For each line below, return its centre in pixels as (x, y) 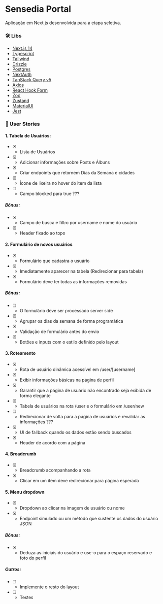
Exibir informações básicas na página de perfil (67, 380)
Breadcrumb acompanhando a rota (55, 470)
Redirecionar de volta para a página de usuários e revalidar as (82, 416)
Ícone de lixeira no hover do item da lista (61, 183)
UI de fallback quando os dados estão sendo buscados (76, 432)
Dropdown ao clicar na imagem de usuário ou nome (72, 508)
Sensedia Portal (38, 9)
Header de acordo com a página (52, 442)
